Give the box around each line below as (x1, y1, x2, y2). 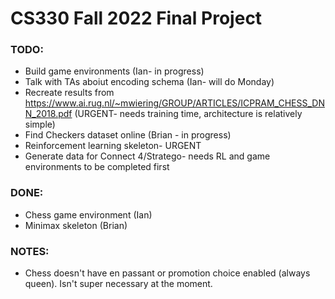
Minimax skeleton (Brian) (24, 219, 128, 231)
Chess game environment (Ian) (24, 208, 153, 221)
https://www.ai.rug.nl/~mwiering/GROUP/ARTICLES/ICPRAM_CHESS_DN (24, 97, 325, 109)
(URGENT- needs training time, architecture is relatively (74, 108, 303, 120)
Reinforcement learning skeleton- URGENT (24, 140, 202, 152)
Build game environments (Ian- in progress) (24, 65, 205, 77)
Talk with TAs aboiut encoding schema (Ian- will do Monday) (24, 76, 275, 88)
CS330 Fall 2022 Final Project (10, 7, 263, 30)
